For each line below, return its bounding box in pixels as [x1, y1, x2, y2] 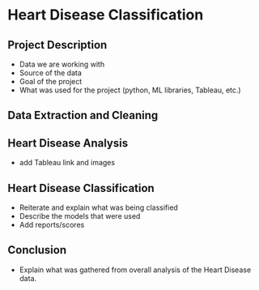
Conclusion [7, 243, 67, 257]
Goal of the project [19, 77, 83, 86]
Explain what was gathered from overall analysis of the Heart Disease [19, 265, 252, 275]
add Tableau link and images [19, 158, 115, 168]
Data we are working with [19, 59, 105, 69]
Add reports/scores [19, 220, 85, 230]
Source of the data [19, 68, 83, 78]
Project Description [7, 38, 108, 52]
